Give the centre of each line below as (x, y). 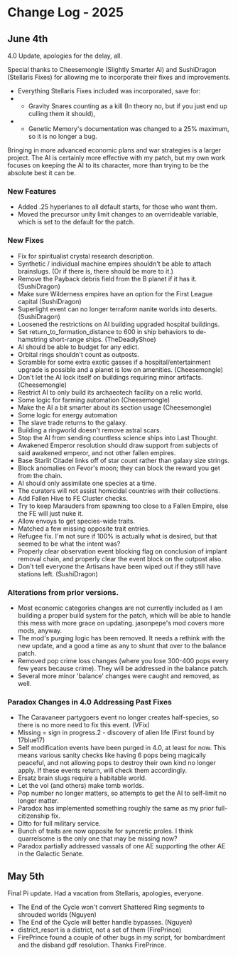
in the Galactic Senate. (50, 854)
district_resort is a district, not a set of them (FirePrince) (99, 930)
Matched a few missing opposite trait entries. (84, 529)
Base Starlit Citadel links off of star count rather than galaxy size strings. (123, 460)
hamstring (32, 339)
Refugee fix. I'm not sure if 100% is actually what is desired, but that (117, 536)
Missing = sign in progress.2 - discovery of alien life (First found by (116, 733)
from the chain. (40, 475)
